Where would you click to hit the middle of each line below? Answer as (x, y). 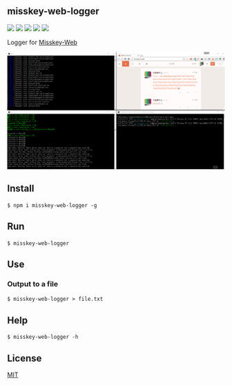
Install (21, 189)
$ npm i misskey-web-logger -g (52, 205)
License (25, 358)
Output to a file (33, 284)
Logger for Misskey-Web (42, 42)
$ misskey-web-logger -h (43, 337)
